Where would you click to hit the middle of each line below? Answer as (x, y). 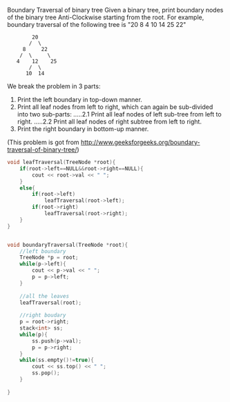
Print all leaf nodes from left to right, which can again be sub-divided (115, 107)
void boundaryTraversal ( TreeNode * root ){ (68, 245)
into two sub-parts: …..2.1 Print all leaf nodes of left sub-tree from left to (119, 114)
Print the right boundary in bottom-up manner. (83, 129)
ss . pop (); (46, 373)
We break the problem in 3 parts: (54, 86)
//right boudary (43, 315)
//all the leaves (45, 296)
